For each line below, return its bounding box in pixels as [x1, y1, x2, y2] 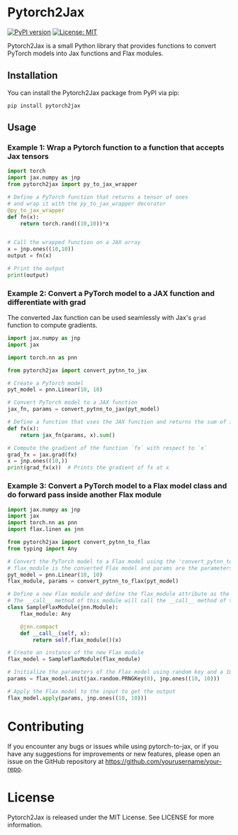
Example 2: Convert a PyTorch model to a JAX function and [7, 288, 215, 298]
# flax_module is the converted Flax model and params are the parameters [7, 565, 233, 572]
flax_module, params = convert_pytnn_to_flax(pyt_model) [7, 577, 179, 585]
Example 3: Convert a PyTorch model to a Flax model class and [7, 481, 227, 491]
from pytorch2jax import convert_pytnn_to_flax [7, 538, 151, 546]
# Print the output [7, 265, 65, 272]
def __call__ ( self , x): [20, 629, 91, 637]
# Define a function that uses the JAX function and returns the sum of [7, 419, 227, 426]
